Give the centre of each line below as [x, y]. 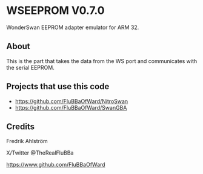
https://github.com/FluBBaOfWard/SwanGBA [71, 107]
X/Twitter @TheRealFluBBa [40, 153]
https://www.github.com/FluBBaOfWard [56, 165]
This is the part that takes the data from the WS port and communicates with [102, 61]
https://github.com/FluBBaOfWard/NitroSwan [72, 101]
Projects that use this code [58, 86]
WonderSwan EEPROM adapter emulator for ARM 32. [73, 27]
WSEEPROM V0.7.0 [55, 11]
